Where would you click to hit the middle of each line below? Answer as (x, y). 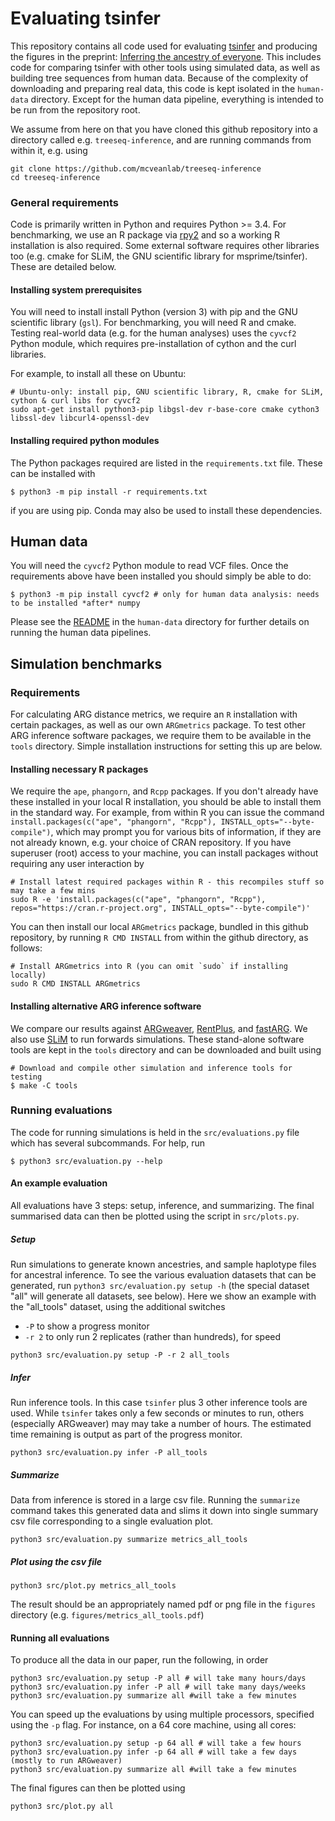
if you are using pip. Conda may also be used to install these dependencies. (166, 510)
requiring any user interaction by (77, 864)
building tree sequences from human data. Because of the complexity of (159, 78)
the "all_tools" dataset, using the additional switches (118, 1307)
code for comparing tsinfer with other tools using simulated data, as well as (165, 67)
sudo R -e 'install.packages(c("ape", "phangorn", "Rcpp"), (138, 900)
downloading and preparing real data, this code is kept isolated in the (153, 88)
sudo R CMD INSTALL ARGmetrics (75, 984)
